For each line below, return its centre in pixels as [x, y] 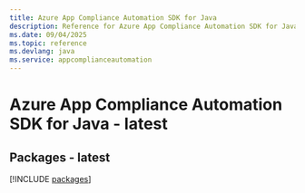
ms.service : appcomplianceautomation [81, 60]
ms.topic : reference [49, 43]
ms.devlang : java [42, 52]
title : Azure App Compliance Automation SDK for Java [113, 18]
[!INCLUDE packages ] [50, 179]
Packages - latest [60, 157]
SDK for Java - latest [89, 124]
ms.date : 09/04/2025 [49, 34]
